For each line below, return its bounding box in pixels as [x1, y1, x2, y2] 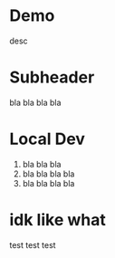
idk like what [9, 210, 106, 230]
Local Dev [9, 129, 86, 149]
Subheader [9, 67, 95, 88]
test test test [9, 239, 56, 250]
